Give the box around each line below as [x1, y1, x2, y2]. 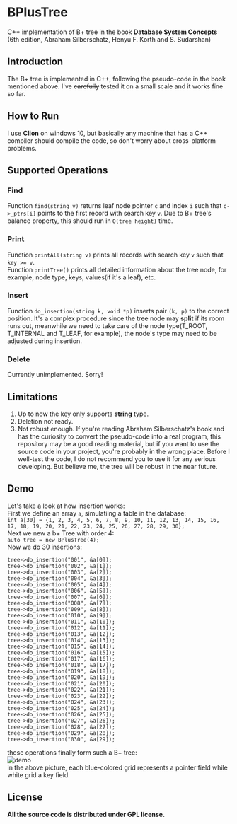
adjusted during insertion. [7, 337, 83, 345]
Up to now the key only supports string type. [17, 410, 149, 418]
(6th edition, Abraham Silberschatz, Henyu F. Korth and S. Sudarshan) [7, 35, 212, 43]
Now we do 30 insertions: [7, 542, 83, 551]
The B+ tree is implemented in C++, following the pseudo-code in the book [7, 74, 226, 83]
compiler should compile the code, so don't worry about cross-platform [7, 136, 216, 145]
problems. [7, 144, 37, 152]
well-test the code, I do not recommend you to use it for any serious [17, 454, 216, 463]
